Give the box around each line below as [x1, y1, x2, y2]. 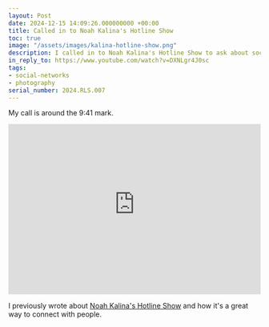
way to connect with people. [8, 309, 102, 319]
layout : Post [8, 11, 52, 20]
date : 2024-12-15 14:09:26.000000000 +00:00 [8, 19, 159, 27]
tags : [8, 64, 26, 72]
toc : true [8, 34, 42, 42]
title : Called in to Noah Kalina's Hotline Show [8, 26, 174, 34]
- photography [8, 79, 56, 87]
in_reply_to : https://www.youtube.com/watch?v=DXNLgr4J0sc [8, 57, 210, 65]
